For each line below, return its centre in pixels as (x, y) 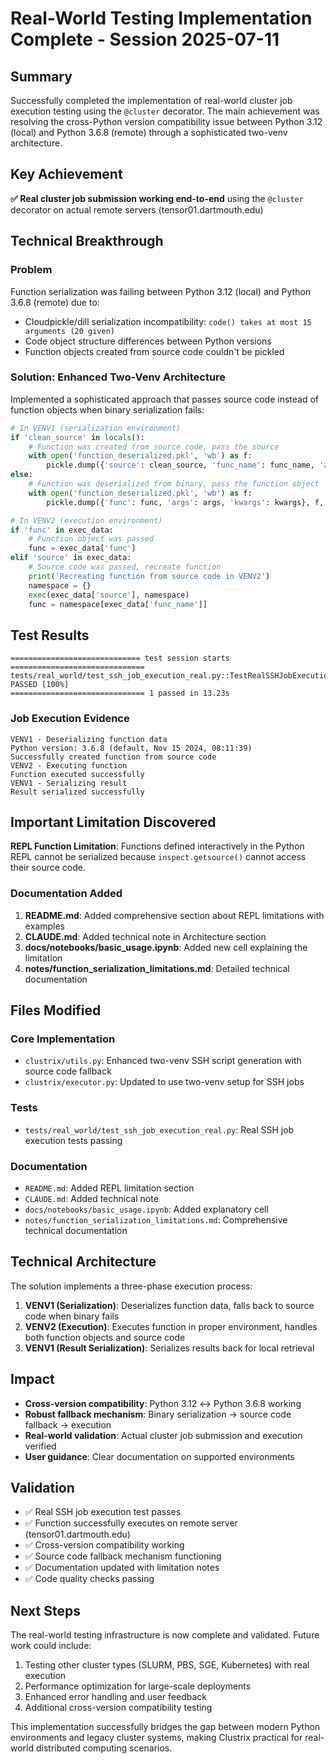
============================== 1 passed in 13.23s (120, 693)
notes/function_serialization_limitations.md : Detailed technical (157, 968)
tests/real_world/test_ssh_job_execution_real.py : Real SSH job (159, 1129)
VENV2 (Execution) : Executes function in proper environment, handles (171, 1326)
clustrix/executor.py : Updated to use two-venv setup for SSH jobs (164, 1082)
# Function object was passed (91, 539)
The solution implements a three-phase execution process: (131, 1286)
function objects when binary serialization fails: (107, 409)
